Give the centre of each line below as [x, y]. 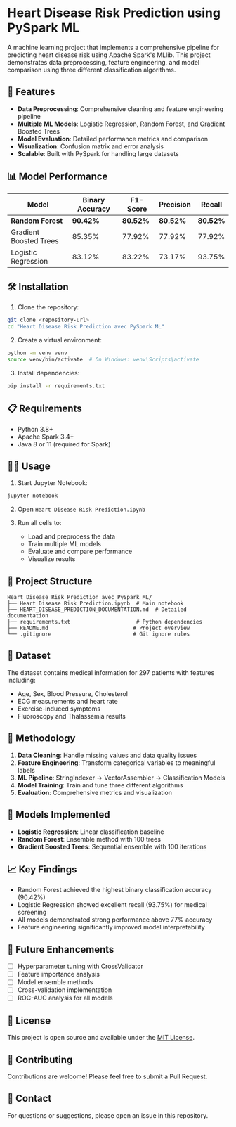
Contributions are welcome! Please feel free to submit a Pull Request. [107, 1076]
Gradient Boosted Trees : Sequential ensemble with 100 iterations [112, 846]
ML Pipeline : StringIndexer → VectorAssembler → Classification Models [121, 778]
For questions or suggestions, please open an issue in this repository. [108, 1115]
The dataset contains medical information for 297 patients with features [111, 672]
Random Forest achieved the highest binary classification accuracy [114, 890]
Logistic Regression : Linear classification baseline [91, 832]
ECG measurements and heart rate [67, 701]
